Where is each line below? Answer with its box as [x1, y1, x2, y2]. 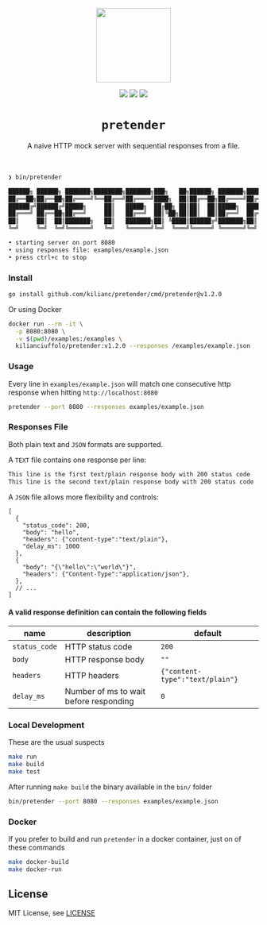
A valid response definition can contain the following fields [8, 607, 207, 617]
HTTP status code [64, 641, 133, 652]
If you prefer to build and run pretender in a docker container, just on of [8, 834, 242, 843]
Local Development [8, 719, 85, 730]
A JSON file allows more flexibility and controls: [8, 492, 159, 502]
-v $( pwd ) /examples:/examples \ [15, 334, 123, 343]
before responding [64, 696, 134, 707]
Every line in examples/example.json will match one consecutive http [8, 379, 231, 388]
